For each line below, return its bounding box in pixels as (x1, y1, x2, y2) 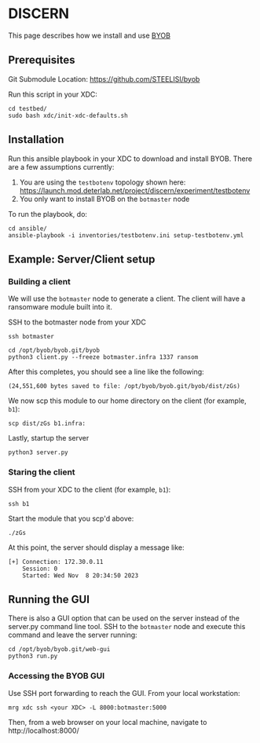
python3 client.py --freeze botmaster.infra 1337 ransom (8, 353, 199, 361)
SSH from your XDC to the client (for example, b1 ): (8, 485, 171, 494)
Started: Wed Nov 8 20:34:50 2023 (22, 571, 139, 580)
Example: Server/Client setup (8, 252, 156, 265)
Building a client (8, 276, 71, 287)
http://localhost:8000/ (8, 726, 80, 735)
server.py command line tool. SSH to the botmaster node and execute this (8, 622, 246, 631)
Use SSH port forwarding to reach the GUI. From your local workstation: (8, 688, 241, 697)
